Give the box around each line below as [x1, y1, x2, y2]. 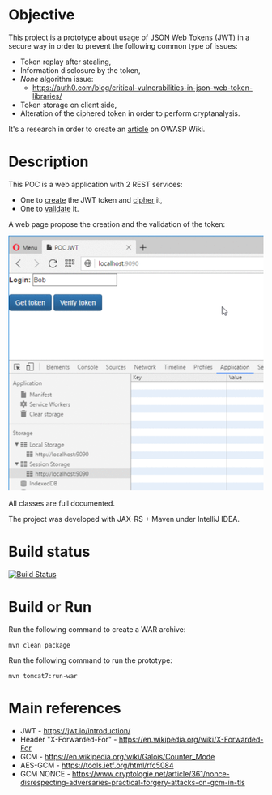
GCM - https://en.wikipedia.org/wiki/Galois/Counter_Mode [19, 751, 215, 761]
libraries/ [32, 91, 62, 100]
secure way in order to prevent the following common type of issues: [8, 41, 238, 50]
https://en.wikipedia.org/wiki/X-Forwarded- [118, 734, 264, 744]
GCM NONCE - [19, 768, 70, 779]
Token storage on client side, [19, 100, 117, 109]
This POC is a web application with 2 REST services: [8, 179, 183, 189]
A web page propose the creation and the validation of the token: [8, 219, 226, 229]
